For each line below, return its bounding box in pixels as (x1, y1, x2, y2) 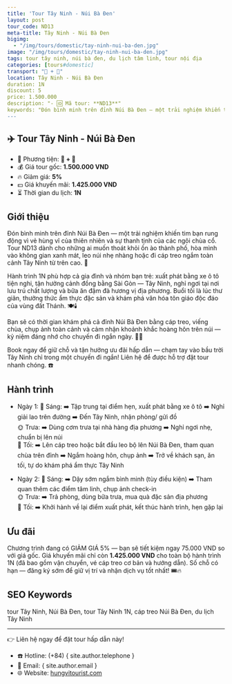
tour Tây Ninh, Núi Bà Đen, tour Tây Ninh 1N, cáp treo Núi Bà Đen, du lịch (7, 607, 214, 616)
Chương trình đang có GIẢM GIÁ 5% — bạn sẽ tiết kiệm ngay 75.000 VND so (7, 544, 225, 552)
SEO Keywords (7, 589, 72, 601)
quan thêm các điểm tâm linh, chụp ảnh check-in (17, 485, 157, 493)
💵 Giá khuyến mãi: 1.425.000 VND (17, 180, 117, 189)
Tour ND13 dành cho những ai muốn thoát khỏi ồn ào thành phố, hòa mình (7, 244, 217, 252)
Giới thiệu (7, 211, 50, 222)
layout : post (7, 17, 45, 23)
